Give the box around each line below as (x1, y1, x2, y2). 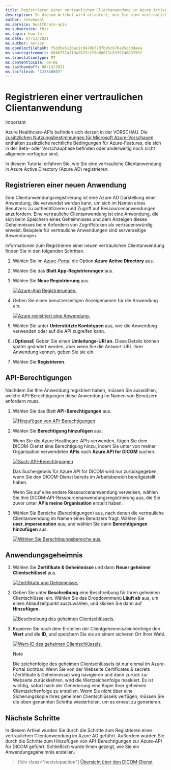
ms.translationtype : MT (5, 55, 56, 60)
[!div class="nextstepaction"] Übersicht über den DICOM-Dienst (17, 759, 153, 765)
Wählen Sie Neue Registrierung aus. (12, 277, 90, 284)
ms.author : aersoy (5, 41, 44, 46)
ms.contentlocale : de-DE (5, 60, 58, 65)
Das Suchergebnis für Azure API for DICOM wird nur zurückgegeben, (12, 468, 158, 474)
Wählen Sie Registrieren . (12, 358, 66, 365)
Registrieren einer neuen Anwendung (5, 181, 127, 190)
